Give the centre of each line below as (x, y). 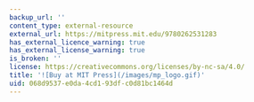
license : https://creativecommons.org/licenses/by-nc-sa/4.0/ (127, 67)
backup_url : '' (37, 17)
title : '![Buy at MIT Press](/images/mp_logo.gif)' (107, 75)
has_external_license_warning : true (77, 51)
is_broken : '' (36, 59)
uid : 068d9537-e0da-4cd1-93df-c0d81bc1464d (91, 83)
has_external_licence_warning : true (77, 42)
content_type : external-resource (71, 26)
